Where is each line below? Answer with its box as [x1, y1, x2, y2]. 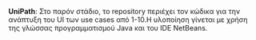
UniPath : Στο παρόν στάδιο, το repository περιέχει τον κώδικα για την [8, 7, 241, 16]
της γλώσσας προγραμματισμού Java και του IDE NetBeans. [8, 24, 208, 32]
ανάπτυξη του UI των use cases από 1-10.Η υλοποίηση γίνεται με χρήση [8, 15, 248, 24]
